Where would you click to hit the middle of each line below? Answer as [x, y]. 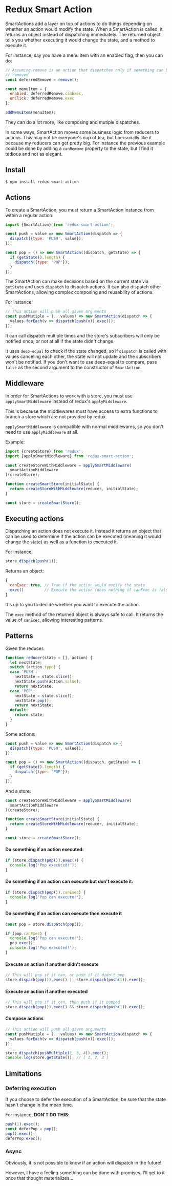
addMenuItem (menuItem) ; [31, 113]
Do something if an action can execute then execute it [64, 914]
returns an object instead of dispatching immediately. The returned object [83, 34]
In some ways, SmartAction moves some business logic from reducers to [82, 132]
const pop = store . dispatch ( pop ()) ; [44, 924]
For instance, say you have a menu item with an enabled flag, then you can [84, 55]
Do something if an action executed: [45, 850]
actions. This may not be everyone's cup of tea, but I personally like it [79, 137]
